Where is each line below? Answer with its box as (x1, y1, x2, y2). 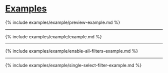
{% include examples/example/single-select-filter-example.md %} (5, 62, 142, 68)
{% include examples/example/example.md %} (5, 33, 102, 40)
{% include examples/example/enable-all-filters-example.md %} (5, 48, 138, 54)
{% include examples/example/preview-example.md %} (5, 19, 120, 25)
